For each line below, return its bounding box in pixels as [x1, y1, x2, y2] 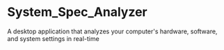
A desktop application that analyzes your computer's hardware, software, [7, 27, 218, 35]
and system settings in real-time [7, 34, 99, 42]
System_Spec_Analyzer [7, 4, 147, 20]
